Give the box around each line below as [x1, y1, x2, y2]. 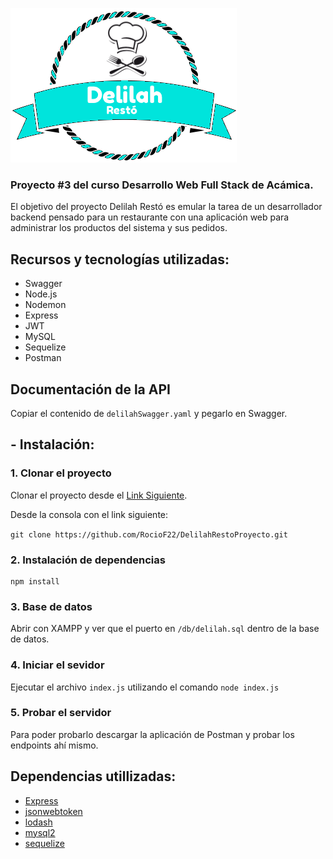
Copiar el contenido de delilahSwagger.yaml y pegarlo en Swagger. [10, 407, 288, 419]
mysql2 [24, 826, 56, 838]
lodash [24, 816, 53, 828]
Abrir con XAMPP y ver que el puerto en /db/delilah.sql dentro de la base [10, 623, 320, 635]
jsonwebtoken [24, 805, 83, 817]
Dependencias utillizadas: [10, 768, 177, 785]
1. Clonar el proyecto [10, 466, 112, 480]
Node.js [24, 288, 58, 300]
